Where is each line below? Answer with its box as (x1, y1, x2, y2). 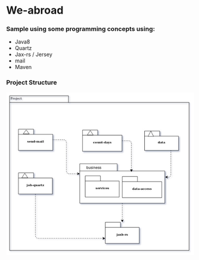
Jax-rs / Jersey (14, 51, 52, 58)
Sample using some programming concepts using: (6, 25, 156, 33)
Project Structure (6, 79, 57, 87)
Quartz (14, 45, 32, 52)
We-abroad (6, 4, 64, 17)
